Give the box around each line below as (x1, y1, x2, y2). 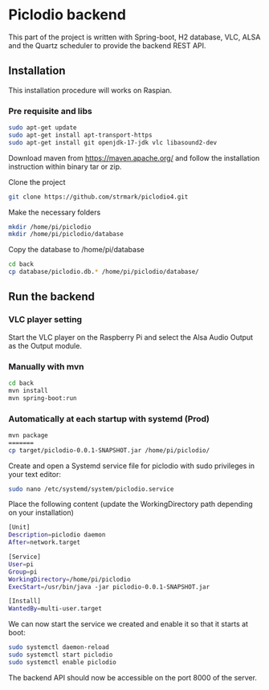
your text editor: (8, 469, 62, 479)
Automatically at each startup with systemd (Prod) (8, 413, 210, 424)
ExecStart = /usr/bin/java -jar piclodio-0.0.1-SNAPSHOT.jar (8, 582, 210, 591)
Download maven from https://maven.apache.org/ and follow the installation (8, 153, 260, 162)
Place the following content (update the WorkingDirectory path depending (8, 500, 253, 509)
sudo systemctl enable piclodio (8, 658, 116, 666)
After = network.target (8, 538, 81, 547)
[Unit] (8, 524, 31, 532)
